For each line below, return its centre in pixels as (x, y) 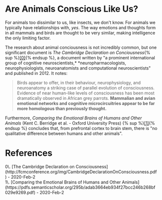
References (29, 153)
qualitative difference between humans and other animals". (64, 133)
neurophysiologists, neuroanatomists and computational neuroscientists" (78, 68)
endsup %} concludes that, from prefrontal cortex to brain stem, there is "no (81, 128)
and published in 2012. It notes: (36, 73)
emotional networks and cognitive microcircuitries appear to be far (86, 103)
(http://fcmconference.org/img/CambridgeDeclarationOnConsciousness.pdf (81, 172)
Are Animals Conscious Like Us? (72, 9)
